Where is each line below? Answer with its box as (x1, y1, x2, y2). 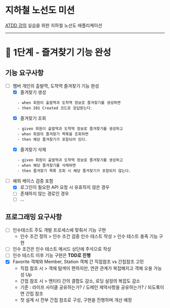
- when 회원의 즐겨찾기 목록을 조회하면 (17, 132, 89, 137)
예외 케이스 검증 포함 (12, 178, 54, 184)
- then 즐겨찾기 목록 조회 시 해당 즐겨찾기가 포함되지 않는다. (17, 168, 132, 174)
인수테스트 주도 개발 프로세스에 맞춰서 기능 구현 (12, 227, 106, 233)
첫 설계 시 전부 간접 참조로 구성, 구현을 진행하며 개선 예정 (20, 297, 133, 303)
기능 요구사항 (5, 68, 44, 77)
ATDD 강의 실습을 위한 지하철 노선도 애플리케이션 (5, 22, 103, 28)
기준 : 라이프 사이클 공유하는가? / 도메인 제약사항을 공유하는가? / (20, 284, 147, 290)
